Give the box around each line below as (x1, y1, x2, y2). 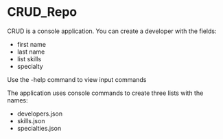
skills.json (16, 116, 45, 125)
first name (16, 40, 47, 48)
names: (7, 96, 28, 104)
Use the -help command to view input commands (7, 75, 147, 83)
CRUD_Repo (7, 4, 78, 20)
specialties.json (16, 124, 62, 132)
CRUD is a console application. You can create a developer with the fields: (7, 27, 217, 35)
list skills (16, 54, 42, 63)
